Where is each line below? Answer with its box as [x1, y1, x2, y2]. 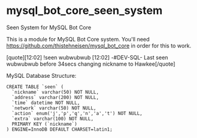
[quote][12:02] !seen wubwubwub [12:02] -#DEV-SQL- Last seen [6, 53, 168, 61]
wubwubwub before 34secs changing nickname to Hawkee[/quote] [6, 60, 176, 67]
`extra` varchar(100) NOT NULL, [12, 116, 94, 122]
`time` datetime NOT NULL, [12, 100, 80, 106]
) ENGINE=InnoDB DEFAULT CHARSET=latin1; [6, 126, 113, 133]
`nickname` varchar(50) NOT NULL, [12, 89, 99, 95]
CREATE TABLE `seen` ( [6, 83, 64, 90]
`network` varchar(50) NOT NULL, [12, 105, 97, 111]
